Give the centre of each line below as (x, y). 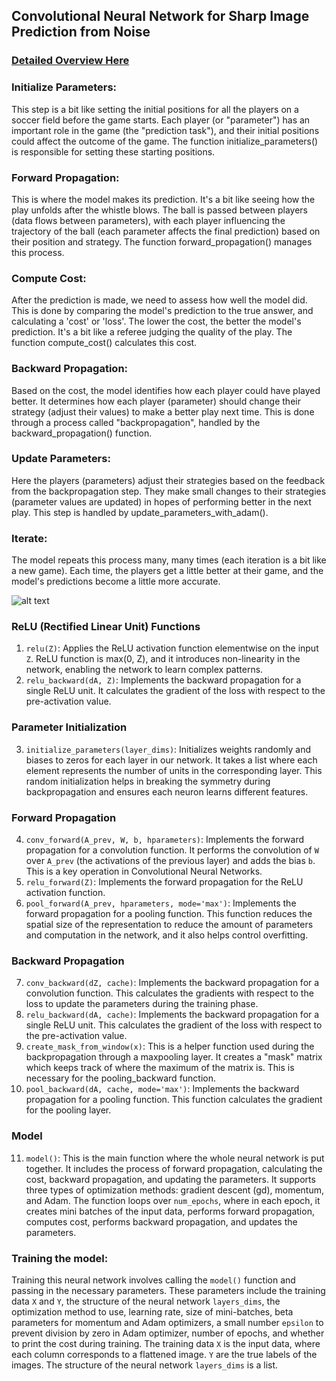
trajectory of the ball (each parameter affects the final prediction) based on (166, 231)
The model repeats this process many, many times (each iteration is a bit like (169, 560)
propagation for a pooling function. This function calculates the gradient (174, 1100)
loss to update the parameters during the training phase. (142, 1004)
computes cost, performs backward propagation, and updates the (161, 1221)
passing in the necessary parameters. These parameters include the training (168, 1290)
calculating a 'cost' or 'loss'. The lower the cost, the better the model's (156, 321)
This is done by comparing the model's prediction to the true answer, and (162, 311)
